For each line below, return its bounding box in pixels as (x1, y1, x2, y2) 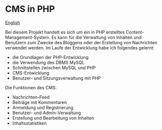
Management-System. (5, 34, 50, 40)
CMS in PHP (5, 3, 55, 15)
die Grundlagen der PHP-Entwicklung (12, 54, 89, 60)
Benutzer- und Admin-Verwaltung (12, 109, 81, 116)
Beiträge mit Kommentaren (12, 99, 67, 105)
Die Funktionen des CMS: (5, 84, 57, 90)
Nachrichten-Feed (12, 94, 50, 100)
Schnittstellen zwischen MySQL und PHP (12, 65, 96, 71)
